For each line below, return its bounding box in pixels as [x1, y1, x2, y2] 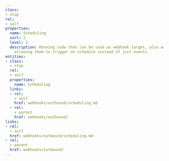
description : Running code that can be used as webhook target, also [10, 45, 158, 50]
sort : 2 [10, 36, 26, 41]
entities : [5, 54, 26, 59]
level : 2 [10, 40, 28, 45]
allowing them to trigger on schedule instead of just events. [14, 49, 150, 54]
